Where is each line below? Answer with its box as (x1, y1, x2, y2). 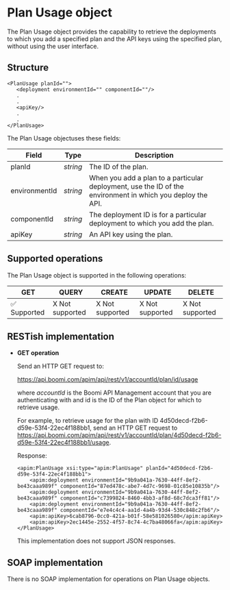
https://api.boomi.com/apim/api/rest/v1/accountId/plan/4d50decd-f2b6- (16, 431, 222, 439)
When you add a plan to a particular (88, 173, 204, 182)
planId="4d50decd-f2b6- (146, 465, 214, 472)
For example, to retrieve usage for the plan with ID (16, 417, 159, 425)
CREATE (100, 287, 128, 297)
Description (134, 150, 174, 160)
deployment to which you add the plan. (88, 218, 214, 228)
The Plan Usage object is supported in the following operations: (7, 271, 187, 279)
